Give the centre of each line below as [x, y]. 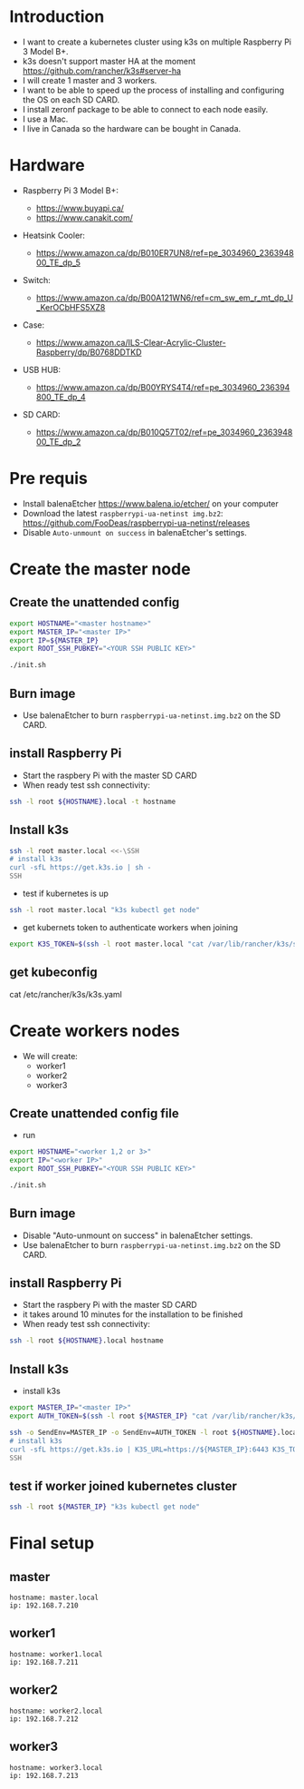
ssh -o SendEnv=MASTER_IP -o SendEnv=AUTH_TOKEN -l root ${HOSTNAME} [143, 1432]
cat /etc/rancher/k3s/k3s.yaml [66, 994]
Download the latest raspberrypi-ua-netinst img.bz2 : [123, 513]
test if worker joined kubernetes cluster [123, 1486]
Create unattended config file [94, 1113]
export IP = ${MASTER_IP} [54, 640]
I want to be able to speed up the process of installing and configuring [153, 90]
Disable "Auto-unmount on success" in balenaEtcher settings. [138, 1235]
